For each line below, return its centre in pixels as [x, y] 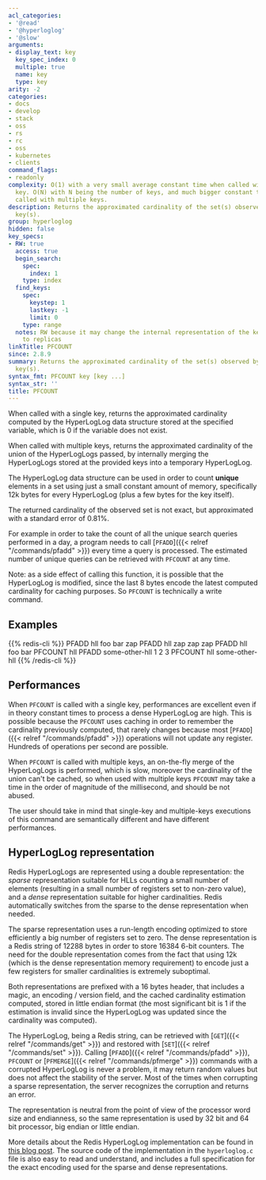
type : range [42, 325]
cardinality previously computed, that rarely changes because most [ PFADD [129, 729]
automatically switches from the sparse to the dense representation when [128, 905]
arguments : [26, 45]
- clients [25, 163]
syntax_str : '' [33, 384]
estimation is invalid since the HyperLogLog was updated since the [118, 1011]
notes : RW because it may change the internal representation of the [132, 332]
